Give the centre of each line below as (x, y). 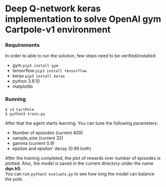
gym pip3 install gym (35, 65)
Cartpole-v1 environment (58, 30)
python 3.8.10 (26, 81)
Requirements (23, 45)
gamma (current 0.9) (33, 143)
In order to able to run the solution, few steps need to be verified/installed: (81, 56)
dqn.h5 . (13, 168)
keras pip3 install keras (39, 76)
